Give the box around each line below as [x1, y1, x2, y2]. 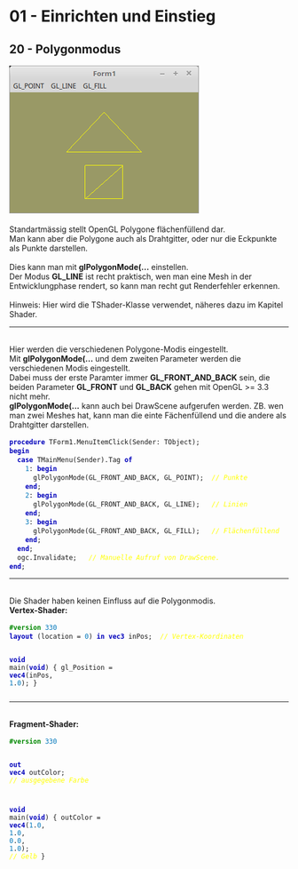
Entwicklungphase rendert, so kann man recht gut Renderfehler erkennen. [9, 281, 281, 291]
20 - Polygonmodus [9, 42, 122, 57]
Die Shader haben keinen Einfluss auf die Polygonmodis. [9, 595, 216, 606]
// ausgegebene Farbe [9, 776, 90, 785]
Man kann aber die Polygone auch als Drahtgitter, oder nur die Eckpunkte [9, 234, 278, 243]
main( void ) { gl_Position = [9, 663, 114, 672]
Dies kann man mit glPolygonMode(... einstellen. [9, 262, 189, 272]
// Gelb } [9, 852, 46, 861]
